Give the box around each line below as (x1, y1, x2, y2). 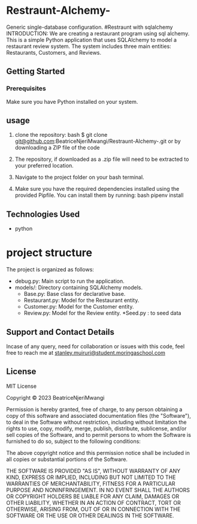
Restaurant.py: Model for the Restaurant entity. (23, 297, 140, 304)
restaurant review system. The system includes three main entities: (6, 43, 172, 50)
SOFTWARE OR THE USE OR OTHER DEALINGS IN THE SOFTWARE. (6, 511, 174, 519)
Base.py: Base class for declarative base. (23, 291, 126, 298)
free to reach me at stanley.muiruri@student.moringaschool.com (6, 349, 166, 356)
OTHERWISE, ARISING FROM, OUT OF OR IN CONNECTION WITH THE (6, 505, 181, 513)
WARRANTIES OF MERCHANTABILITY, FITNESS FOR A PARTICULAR (6, 480, 175, 487)
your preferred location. (14, 162, 74, 169)
